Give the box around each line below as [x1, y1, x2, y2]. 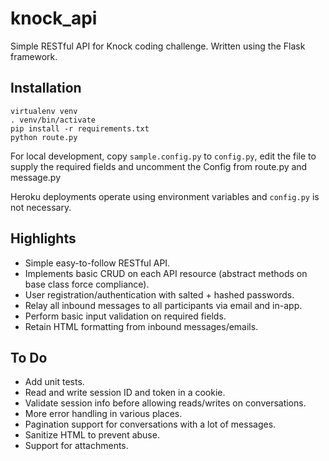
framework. [10, 50, 58, 62]
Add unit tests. [24, 376, 85, 388]
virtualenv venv [10, 106, 78, 116]
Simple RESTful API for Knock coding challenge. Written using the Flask [10, 40, 306, 52]
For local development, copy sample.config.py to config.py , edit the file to [10, 150, 317, 162]
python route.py [10, 132, 78, 142]
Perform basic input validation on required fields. [24, 310, 227, 322]
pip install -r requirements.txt [10, 123, 150, 134]
